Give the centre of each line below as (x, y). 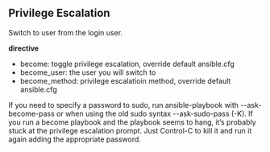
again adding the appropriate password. (75, 139)
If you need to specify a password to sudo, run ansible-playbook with (124, 105)
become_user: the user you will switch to (88, 72)
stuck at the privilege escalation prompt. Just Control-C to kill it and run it (130, 130)
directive (23, 48)
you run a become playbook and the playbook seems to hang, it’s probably (132, 122)
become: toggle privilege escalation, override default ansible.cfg (127, 64)
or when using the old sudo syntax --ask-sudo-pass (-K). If (155, 113)
